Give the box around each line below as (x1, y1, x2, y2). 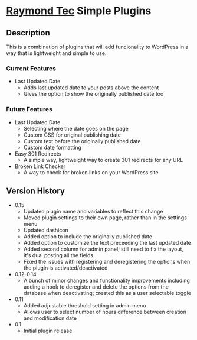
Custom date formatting (23, 144, 81, 151)
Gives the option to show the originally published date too (23, 90, 164, 98)
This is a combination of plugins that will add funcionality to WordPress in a (6, 43, 189, 50)
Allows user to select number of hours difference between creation (23, 309, 187, 316)
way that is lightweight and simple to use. (6, 50, 107, 57)
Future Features (6, 105, 53, 114)
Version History (6, 186, 65, 196)
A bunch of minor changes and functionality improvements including (23, 277, 191, 284)
